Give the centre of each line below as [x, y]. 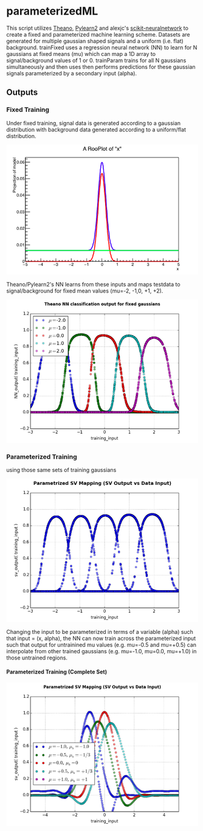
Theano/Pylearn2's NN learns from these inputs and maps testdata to [93, 285]
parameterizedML [52, 11]
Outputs [22, 92]
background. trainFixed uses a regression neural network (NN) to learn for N [102, 47]
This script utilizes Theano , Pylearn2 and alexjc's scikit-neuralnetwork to [97, 28]
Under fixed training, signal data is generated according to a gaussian [94, 123]
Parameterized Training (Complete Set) [57, 672]
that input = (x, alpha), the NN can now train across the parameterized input [101, 638]
